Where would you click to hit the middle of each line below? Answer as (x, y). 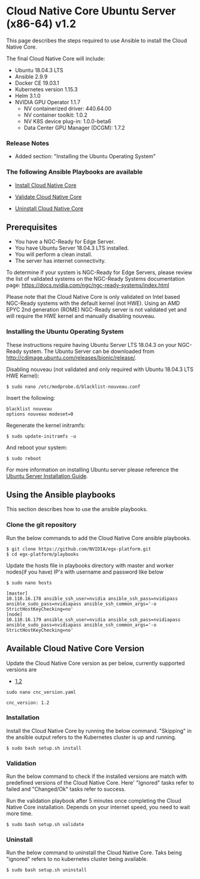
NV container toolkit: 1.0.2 (56, 115)
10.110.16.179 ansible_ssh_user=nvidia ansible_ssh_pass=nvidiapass (93, 620)
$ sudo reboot (24, 458)
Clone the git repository (41, 525)
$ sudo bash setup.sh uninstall (46, 870)
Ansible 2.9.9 (31, 76)
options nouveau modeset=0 (40, 414)
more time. (19, 813)
